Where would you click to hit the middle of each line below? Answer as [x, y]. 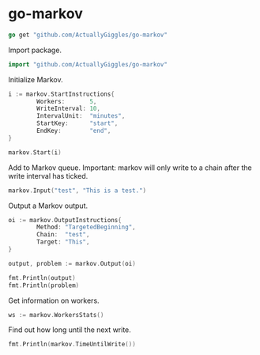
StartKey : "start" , [77, 123]
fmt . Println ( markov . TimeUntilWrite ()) [72, 345]
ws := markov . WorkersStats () [56, 315]
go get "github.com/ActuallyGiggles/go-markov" [88, 35]
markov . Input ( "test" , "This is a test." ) [77, 191]
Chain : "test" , [63, 235]
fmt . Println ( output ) [42, 278]
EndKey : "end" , [74, 131]
